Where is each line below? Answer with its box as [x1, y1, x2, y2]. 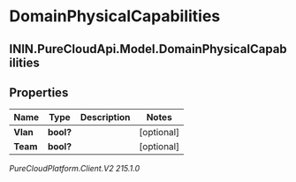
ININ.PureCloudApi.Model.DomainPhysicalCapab [9, 42, 287, 57]
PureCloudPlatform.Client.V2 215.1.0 [9, 163, 140, 174]
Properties [9, 85, 69, 100]
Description [80, 111, 131, 124]
